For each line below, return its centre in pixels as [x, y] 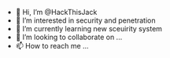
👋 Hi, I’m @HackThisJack [56, 12]
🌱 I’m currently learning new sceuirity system [89, 29]
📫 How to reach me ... [52, 46]
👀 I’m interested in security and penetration [85, 20]
